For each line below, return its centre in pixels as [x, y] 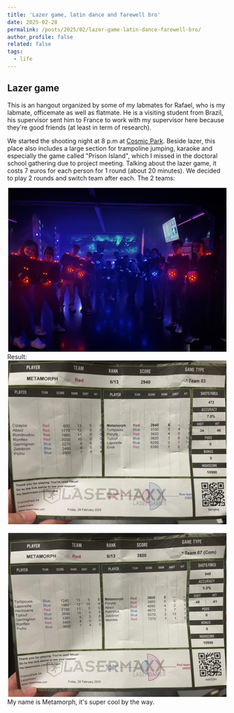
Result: [17, 356]
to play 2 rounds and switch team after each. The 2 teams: [91, 178]
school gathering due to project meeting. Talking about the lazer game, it [112, 163]
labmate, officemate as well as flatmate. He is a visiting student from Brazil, [115, 113]
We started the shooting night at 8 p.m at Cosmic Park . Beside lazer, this [111, 141]
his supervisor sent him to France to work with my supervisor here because [116, 120]
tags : [15, 52]
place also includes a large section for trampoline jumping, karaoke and [110, 148]
